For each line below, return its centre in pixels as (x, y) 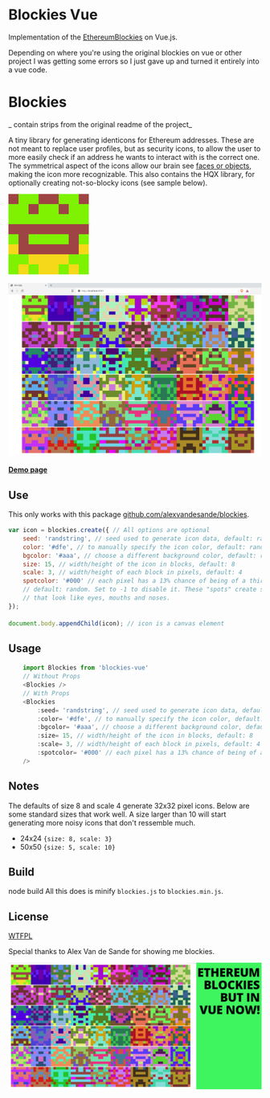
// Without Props (52, 677)
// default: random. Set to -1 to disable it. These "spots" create (140, 590)
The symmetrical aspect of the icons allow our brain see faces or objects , (130, 166)
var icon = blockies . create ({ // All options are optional (109, 531)
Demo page (28, 470)
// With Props (46, 693)
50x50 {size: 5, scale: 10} (67, 846)
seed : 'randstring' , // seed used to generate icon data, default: (138, 539)
